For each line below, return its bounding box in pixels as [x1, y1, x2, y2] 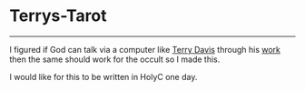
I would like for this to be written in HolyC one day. [9, 71, 198, 82]
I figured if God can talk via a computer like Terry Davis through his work [9, 44, 281, 55]
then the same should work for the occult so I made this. [9, 54, 221, 65]
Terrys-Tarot [9, 5, 107, 26]
